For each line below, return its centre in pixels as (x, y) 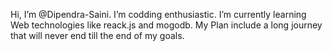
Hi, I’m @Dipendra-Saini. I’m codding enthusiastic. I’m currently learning (158, 14)
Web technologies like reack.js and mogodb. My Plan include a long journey (166, 25)
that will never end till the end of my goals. (97, 35)
